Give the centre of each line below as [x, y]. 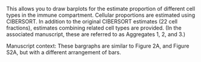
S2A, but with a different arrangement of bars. [64, 52]
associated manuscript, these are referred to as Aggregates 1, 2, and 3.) [96, 34]
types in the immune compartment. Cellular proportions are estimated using [101, 15]
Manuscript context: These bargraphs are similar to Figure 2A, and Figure [98, 46]
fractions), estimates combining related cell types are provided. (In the [94, 28]
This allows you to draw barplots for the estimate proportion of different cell [101, 9]
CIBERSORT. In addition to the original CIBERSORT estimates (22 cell [92, 21]
